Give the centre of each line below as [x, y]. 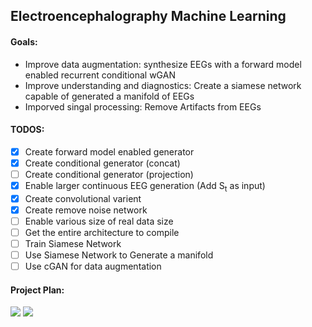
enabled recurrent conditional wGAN [100, 75]
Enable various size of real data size [99, 221]
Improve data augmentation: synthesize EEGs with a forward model [163, 64]
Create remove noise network [86, 210]
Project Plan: [37, 290]
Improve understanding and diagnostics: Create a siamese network [163, 85]
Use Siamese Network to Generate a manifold [119, 255]
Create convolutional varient [83, 198]
